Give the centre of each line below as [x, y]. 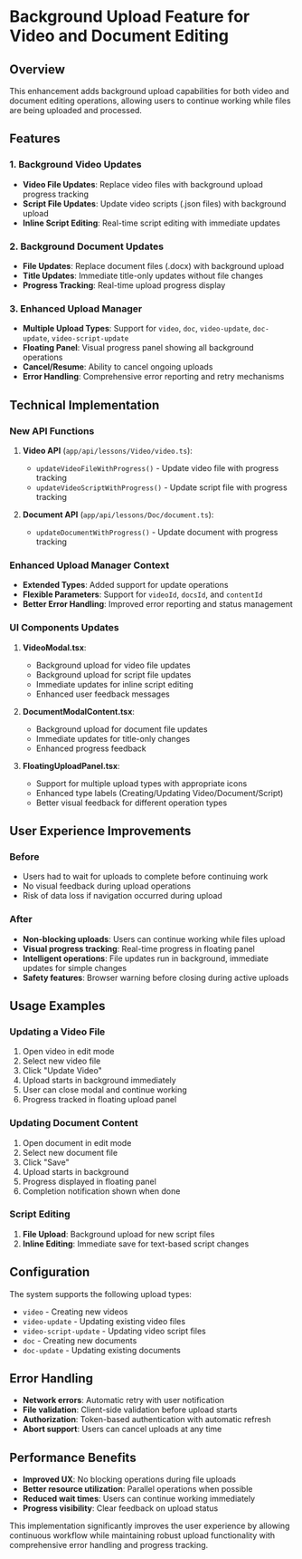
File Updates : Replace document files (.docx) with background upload [153, 265]
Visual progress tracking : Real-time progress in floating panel [138, 948]
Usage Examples [57, 1006]
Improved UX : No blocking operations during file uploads [129, 1479]
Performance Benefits [73, 1457]
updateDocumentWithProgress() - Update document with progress [157, 532]
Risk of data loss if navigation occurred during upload [123, 896]
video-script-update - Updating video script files [114, 1331]
